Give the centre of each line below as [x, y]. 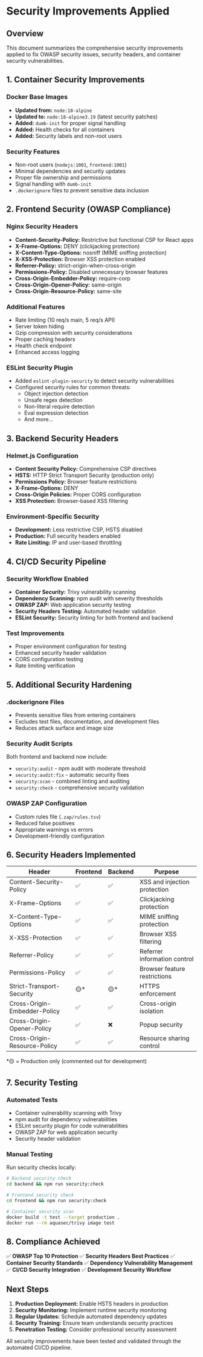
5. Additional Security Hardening [69, 685]
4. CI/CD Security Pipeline [56, 561]
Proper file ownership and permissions [63, 177]
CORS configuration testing [49, 659]
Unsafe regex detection [53, 400]
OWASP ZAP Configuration [47, 803]
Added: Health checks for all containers [65, 129]
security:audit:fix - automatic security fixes [72, 775]
